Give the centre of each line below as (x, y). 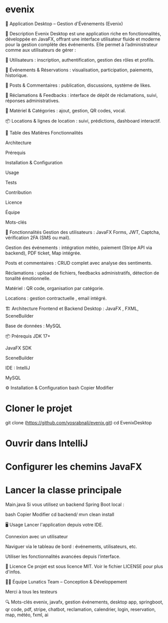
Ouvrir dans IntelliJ (47, 444)
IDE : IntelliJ (18, 367)
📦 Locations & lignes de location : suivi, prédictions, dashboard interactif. (83, 121)
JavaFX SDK (18, 348)
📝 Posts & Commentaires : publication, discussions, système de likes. (78, 85)
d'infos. (13, 572)
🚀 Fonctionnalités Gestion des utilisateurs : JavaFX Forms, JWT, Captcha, (83, 232)
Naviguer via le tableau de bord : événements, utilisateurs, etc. (71, 547)
